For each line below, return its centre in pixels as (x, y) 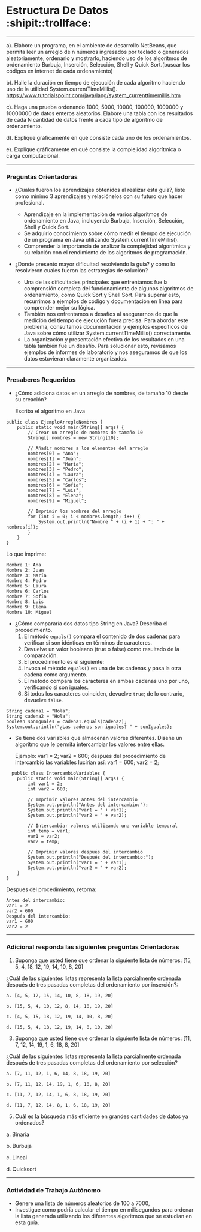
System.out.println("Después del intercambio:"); (91, 857)
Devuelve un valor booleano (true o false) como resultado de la (101, 649)
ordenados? (30, 1122)
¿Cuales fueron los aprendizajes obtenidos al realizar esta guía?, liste (100, 190)
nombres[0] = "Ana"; (53, 454)
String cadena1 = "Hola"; (38, 711)
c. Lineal (17, 1157)
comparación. (41, 655)
